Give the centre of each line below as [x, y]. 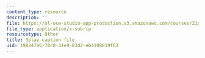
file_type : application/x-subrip [49, 29]
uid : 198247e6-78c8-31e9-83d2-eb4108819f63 [63, 46]
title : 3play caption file [41, 40]
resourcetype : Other [33, 34]
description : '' [27, 18]
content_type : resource [37, 12]
